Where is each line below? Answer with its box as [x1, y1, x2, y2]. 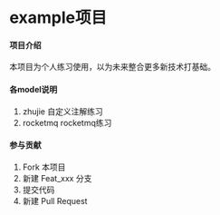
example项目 [9, 7, 108, 28]
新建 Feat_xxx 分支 [22, 172, 92, 183]
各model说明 [9, 83, 58, 94]
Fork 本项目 [22, 161, 66, 172]
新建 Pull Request [22, 195, 88, 206]
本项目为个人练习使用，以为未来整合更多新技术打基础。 [9, 62, 215, 73]
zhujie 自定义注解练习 [22, 105, 103, 117]
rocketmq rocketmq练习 [22, 117, 112, 128]
